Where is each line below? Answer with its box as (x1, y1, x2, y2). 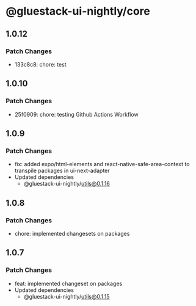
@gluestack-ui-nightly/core (5, 4, 151, 18)
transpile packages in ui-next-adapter (14, 167, 111, 175)
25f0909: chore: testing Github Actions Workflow (14, 111, 139, 118)
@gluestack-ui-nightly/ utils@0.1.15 (23, 293, 111, 300)
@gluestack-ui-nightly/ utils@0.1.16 (23, 180, 111, 188)
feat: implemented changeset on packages (14, 280, 123, 287)
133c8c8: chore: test (14, 60, 67, 68)
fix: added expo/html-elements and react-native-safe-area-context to (14, 161, 190, 168)
